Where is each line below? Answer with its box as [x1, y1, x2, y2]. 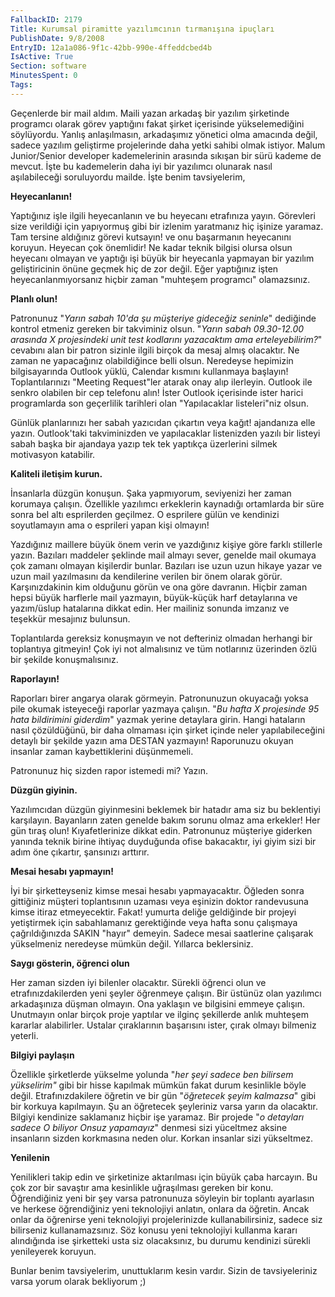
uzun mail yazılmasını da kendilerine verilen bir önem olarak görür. [10, 570, 283, 582]
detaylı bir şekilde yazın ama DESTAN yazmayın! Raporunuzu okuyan [10, 734, 294, 746]
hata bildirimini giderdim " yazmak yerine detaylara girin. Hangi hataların [10, 713, 306, 725]
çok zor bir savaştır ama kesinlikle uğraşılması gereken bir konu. [10, 1181, 274, 1193]
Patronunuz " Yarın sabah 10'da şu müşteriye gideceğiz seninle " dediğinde [10, 312, 317, 324]
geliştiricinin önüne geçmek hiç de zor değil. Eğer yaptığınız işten [10, 262, 279, 275]
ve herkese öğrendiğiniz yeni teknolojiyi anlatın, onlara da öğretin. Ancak [10, 1202, 310, 1215]
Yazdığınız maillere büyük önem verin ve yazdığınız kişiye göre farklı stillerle [10, 538, 323, 550]
